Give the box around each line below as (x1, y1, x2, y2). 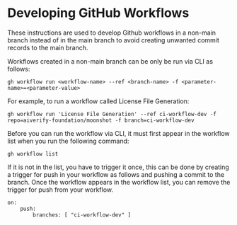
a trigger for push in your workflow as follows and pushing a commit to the (7, 170, 225, 178)
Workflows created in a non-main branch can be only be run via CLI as (7, 57, 214, 65)
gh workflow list (7, 150, 59, 157)
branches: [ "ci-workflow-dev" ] (33, 211, 132, 219)
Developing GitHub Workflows (7, 5, 190, 21)
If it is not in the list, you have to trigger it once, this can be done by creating (7, 163, 230, 171)
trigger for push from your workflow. (7, 185, 113, 194)
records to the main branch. (7, 43, 88, 52)
